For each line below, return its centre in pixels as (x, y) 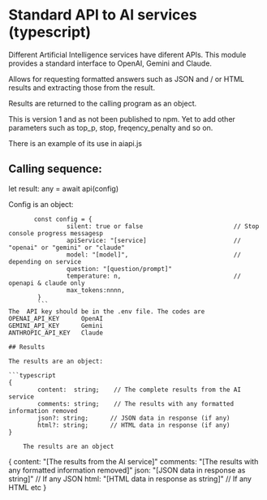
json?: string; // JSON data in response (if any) (134, 418)
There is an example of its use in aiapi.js (75, 143)
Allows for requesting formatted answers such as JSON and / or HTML (127, 79)
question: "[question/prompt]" (119, 269)
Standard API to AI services (103, 15)
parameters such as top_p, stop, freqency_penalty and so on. (111, 127)
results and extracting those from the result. (82, 88)
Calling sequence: (56, 169)
